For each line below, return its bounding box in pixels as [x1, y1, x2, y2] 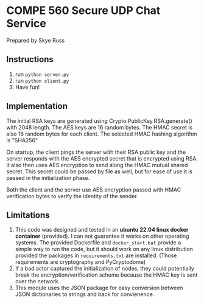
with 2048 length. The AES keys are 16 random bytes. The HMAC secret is [6, 123, 193, 131]
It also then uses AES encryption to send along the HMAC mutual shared [6, 161, 188, 168]
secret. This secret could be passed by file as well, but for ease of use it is [6, 168, 193, 175]
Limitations [6, 210, 50, 220]
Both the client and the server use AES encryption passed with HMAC [6, 186, 181, 193]
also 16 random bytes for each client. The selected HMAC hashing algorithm [6, 130, 197, 137]
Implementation [6, 101, 68, 111]
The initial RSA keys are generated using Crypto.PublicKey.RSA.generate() [6, 117, 193, 125]
